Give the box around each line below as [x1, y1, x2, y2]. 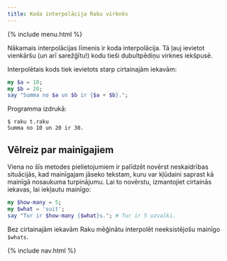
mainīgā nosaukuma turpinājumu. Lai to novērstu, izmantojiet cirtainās [7, 178, 212, 187]
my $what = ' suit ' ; [7, 205, 65, 213]
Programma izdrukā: [7, 104, 67, 113]
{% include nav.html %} [7, 246, 77, 255]
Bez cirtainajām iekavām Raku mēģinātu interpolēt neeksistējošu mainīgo [7, 225, 221, 233]
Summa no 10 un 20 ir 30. [7, 125, 84, 132]
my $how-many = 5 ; [7, 199, 62, 206]
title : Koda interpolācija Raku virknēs [7, 10, 129, 18]
